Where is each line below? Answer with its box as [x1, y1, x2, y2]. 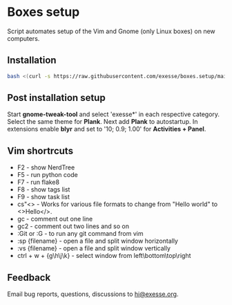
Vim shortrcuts [7, 145, 74, 156]
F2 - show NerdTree [17, 163, 75, 172]
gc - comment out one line [17, 215, 93, 223]
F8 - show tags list [17, 185, 70, 194]
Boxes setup [7, 4, 80, 20]
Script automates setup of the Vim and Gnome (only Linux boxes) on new [7, 27, 215, 35]
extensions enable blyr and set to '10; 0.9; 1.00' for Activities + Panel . [7, 125, 206, 133]
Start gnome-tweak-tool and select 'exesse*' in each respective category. [7, 110, 220, 118]
